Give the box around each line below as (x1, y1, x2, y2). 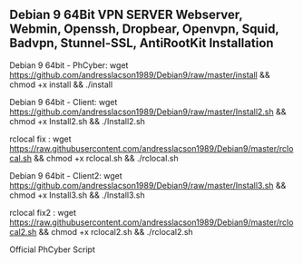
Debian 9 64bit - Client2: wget (9, 170, 122, 181)
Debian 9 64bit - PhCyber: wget (9, 59, 129, 71)
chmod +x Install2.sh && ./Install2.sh (9, 115, 145, 126)
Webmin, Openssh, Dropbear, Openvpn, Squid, (9, 22, 279, 37)
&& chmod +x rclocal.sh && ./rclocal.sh (34, 152, 179, 163)
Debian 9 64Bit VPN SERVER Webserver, (9, 7, 243, 23)
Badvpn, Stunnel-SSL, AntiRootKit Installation (9, 35, 274, 51)
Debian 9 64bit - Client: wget (9, 96, 118, 107)
